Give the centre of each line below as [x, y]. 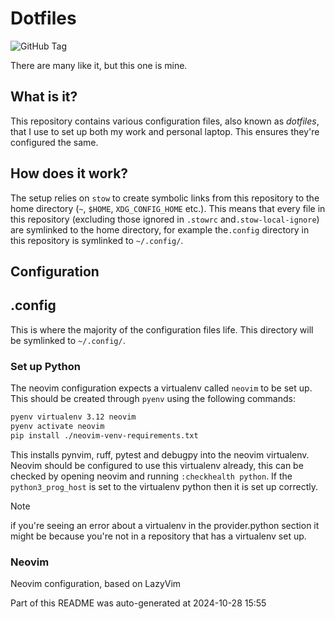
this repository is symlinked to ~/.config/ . [97, 240]
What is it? [44, 97]
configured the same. [54, 142]
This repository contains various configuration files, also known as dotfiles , [165, 121]
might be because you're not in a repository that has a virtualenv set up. [158, 536]
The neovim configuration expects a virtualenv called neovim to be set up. [161, 388]
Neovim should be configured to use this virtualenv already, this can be [157, 465]
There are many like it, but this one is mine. [99, 65]
